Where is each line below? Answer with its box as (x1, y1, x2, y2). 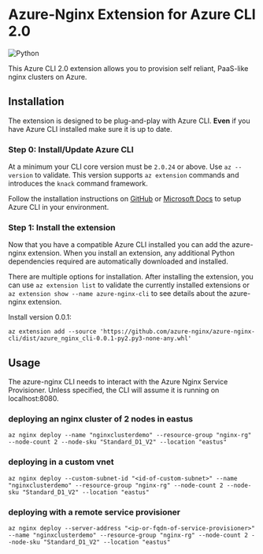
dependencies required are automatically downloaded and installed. (8, 256, 228, 266)
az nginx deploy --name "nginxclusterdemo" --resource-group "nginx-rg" (8, 432, 252, 440)
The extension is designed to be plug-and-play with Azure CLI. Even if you (8, 116, 250, 125)
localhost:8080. (8, 394, 59, 403)
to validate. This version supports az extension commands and (35, 170, 239, 180)
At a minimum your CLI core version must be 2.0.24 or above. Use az (8, 162, 232, 171)
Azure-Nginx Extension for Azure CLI (8, 6, 256, 24)
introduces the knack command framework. (8, 179, 148, 189)
